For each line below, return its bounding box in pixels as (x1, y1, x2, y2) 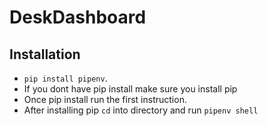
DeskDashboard (9, 6, 147, 29)
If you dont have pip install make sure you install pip (23, 83, 238, 95)
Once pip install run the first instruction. (23, 94, 187, 105)
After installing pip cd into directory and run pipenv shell (23, 104, 259, 116)
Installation (9, 46, 81, 63)
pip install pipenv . (23, 72, 108, 84)
